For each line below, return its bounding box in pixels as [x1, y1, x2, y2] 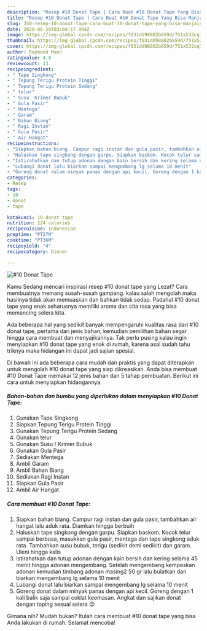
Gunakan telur [15, 434, 52, 441]
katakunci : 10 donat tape [7, 214, 73, 221]
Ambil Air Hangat [15, 486, 59, 493]
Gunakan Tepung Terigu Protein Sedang [15, 428, 117, 435]
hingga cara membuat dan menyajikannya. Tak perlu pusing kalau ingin [7, 334, 187, 341]
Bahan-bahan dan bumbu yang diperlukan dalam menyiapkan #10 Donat [7, 393, 198, 400]
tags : [7, 186, 21, 192]
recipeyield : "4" [7, 243, 52, 249]
